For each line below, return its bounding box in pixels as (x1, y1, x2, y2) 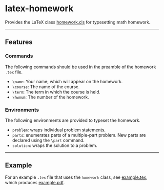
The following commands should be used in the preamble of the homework (5, 64, 156, 70)
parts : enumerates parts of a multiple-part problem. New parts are (12, 132, 146, 138)
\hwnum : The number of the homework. (12, 94, 89, 100)
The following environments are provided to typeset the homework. (5, 117, 141, 123)
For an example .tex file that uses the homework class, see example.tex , (5, 174, 147, 180)
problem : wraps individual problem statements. (12, 127, 106, 133)
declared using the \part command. (12, 137, 84, 143)
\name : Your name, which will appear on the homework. (12, 78, 123, 84)
